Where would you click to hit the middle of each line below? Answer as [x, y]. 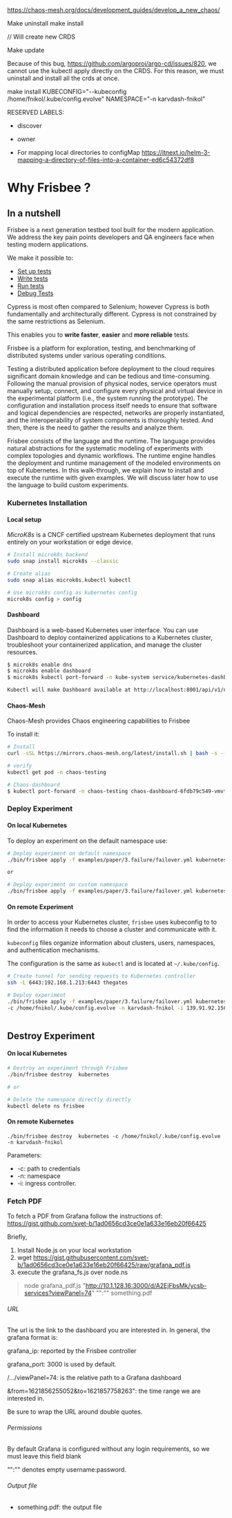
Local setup [24, 519]
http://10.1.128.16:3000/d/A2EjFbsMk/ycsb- [146, 1285]
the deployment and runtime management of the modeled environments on [114, 463]
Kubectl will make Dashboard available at [69, 690]
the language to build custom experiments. [68, 485]
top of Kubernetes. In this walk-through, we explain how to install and [106, 470]
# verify [20, 766]
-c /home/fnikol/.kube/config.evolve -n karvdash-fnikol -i [96, 1008]
